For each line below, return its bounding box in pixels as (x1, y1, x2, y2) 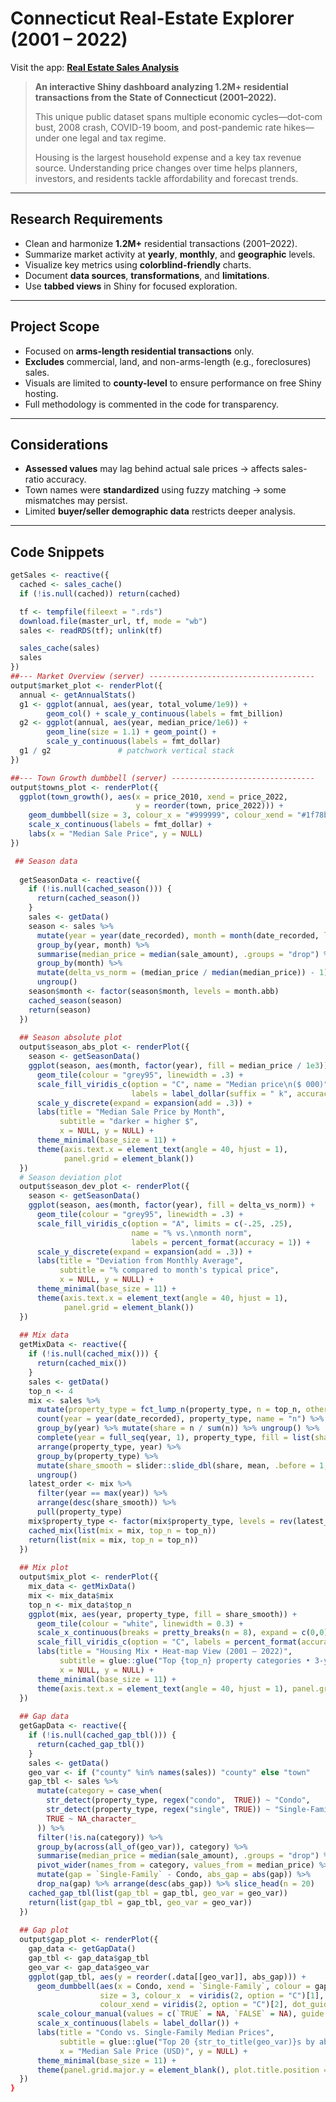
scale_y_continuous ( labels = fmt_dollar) (46, 737, 222, 747)
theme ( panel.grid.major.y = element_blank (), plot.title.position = (36, 2065, 329, 2075)
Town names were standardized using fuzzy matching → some (24, 484, 287, 496)
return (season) (28, 1005, 92, 1015)
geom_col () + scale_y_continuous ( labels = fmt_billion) (46, 708, 284, 719)
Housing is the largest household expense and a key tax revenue (34, 151, 302, 163)
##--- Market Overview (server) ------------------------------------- (10, 672, 315, 682)
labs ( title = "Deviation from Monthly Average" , (36, 1256, 244, 1266)
